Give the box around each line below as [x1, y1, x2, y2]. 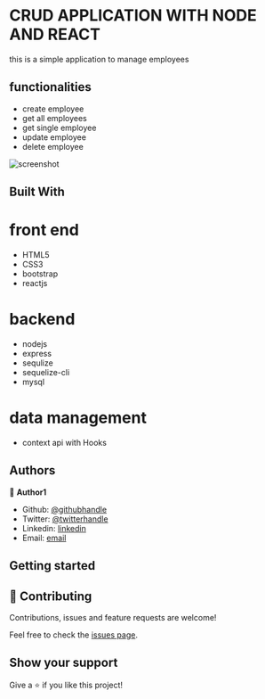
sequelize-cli [21, 367, 70, 378]
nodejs [21, 339, 47, 349]
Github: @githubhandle [21, 504, 108, 514]
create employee [21, 103, 84, 114]
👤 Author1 [9, 487, 47, 498]
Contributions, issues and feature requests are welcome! [9, 612, 217, 622]
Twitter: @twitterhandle [21, 514, 108, 524]
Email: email [21, 532, 67, 543]
